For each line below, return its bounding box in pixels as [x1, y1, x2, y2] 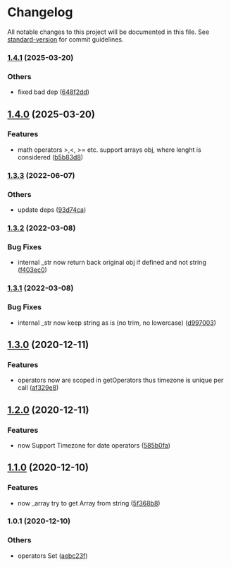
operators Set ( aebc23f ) [17, 551, 88, 560]
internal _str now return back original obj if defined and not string [17, 258, 206, 267]
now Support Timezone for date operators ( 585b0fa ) [17, 441, 171, 449]
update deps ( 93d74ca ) [17, 205, 87, 214]
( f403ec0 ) [17, 265, 47, 274]
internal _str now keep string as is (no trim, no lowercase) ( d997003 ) [17, 318, 217, 327]
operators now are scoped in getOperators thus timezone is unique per [17, 376, 224, 385]
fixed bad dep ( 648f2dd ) [17, 88, 90, 96]
